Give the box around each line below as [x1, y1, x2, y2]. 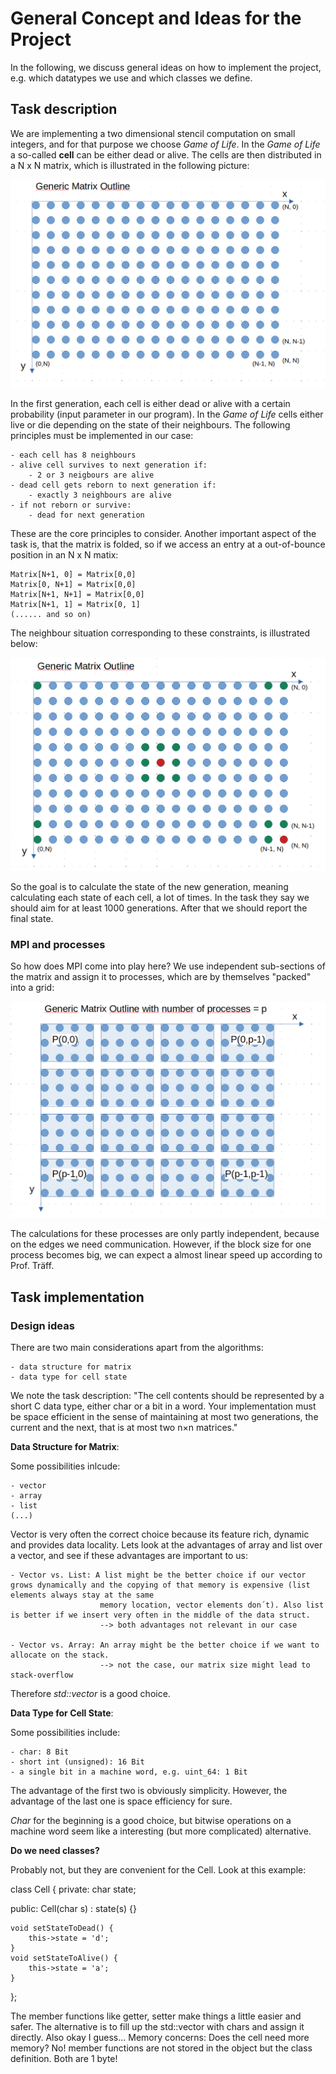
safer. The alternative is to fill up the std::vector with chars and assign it [10, 2021, 305, 2033]
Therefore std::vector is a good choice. [10, 1688, 171, 1700]
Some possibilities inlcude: [10, 1460, 121, 1472]
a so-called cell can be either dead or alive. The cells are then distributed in [10, 148, 322, 161]
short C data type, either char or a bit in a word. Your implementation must [10, 1400, 317, 1412]
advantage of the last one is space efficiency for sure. [10, 1795, 233, 1807]
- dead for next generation [28, 510, 145, 520]
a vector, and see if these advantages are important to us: [10, 1550, 248, 1562]
